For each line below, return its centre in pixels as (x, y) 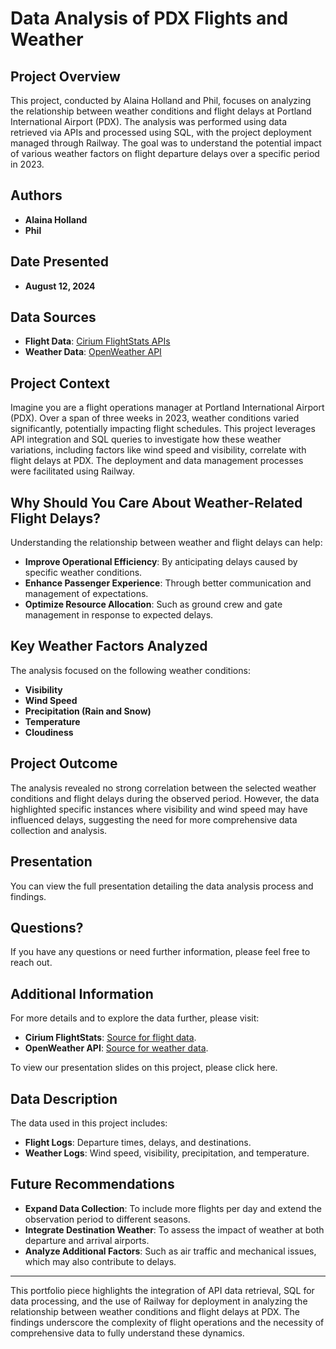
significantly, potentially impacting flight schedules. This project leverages (163, 429)
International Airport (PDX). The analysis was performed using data (149, 121)
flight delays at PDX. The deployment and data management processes (157, 461)
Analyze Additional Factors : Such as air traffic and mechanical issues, (170, 1251)
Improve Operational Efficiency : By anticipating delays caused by (161, 562)
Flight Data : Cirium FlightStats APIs (97, 341)
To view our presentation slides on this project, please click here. (144, 1068)
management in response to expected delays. (119, 615)
